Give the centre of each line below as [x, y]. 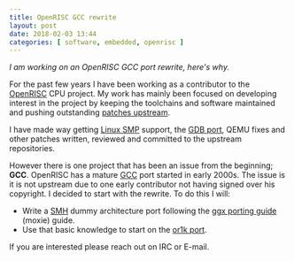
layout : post [33, 26]
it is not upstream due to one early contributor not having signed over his [142, 184]
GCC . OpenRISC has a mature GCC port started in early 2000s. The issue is [147, 175]
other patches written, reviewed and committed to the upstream [125, 139]
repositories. [32, 149]
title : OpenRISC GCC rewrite [63, 17]
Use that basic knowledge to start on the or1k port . [114, 230]
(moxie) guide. [48, 220]
